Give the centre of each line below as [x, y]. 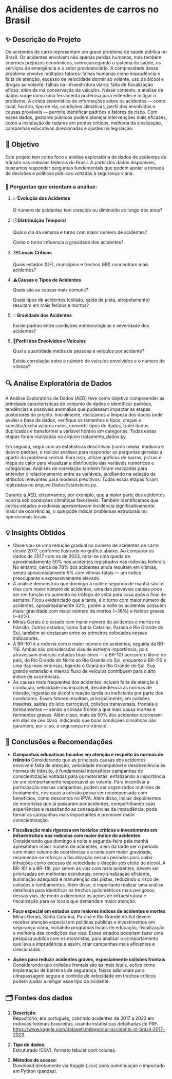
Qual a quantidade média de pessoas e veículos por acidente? [79, 351]
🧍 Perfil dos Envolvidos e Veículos [49, 341]
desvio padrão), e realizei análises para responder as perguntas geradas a [84, 452]
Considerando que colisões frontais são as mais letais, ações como [84, 965]
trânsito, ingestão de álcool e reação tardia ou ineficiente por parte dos [88, 693]
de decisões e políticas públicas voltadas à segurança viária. [70, 173]
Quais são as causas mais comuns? [50, 290]
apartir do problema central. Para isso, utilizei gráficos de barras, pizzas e [83, 457]
